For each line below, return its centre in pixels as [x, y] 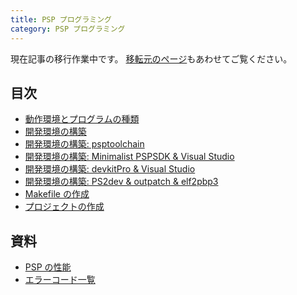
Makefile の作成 [57, 194]
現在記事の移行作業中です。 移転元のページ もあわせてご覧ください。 [151, 58]
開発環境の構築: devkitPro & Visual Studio [110, 169]
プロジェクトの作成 [64, 207]
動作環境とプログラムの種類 [82, 119]
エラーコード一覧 [60, 280]
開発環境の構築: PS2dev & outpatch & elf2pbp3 [121, 182]
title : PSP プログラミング [61, 19]
